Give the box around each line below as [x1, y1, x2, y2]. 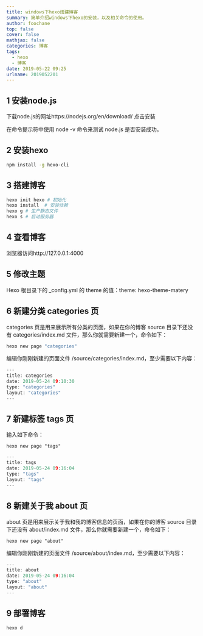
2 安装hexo [6, 145, 49, 155]
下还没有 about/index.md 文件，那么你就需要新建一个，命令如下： [6, 526, 171, 533]
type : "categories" [6, 384, 56, 390]
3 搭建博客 [6, 180, 46, 191]
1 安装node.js [6, 95, 57, 105]
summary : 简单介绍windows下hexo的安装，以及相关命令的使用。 [6, 15, 147, 21]
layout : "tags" [6, 476, 45, 482]
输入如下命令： [6, 431, 44, 438]
